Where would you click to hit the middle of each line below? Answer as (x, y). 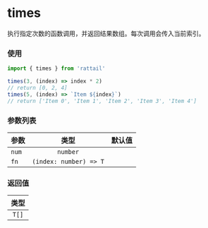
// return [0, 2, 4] (38, 88)
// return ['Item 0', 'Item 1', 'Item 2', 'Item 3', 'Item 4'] (102, 101)
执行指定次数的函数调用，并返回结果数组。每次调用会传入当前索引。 (106, 33)
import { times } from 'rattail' (56, 68)
